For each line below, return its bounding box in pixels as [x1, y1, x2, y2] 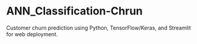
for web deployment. [6, 30, 58, 37]
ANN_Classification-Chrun [6, 4, 143, 18]
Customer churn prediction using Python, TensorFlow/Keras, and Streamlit [6, 24, 191, 31]
